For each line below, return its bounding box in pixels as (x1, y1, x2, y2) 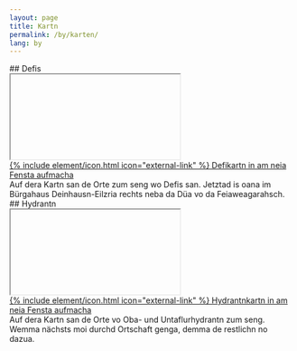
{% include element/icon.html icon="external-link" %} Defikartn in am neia (9, 160, 287, 171)
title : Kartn (9, 22, 59, 31)
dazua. (9, 334, 35, 345)
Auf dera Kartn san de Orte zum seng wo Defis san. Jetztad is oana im (9, 179, 272, 190)
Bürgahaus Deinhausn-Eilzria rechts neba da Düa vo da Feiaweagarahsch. (9, 189, 285, 200)
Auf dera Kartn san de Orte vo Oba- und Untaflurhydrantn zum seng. (9, 314, 265, 326)
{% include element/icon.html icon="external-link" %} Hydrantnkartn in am (9, 295, 288, 306)
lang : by (9, 38, 42, 48)
